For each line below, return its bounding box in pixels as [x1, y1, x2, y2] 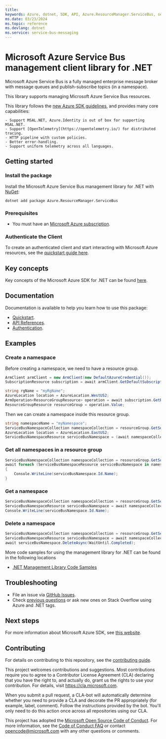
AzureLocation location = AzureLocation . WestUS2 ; [5, 393, 110, 398]
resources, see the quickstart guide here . [5, 250, 89, 256]
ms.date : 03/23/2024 [5, 16, 48, 21]
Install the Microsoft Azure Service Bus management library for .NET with [5, 183, 154, 189]
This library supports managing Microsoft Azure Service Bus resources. [5, 93, 151, 99]
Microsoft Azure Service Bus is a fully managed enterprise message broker [5, 78, 158, 84]
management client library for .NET [5, 62, 153, 73]
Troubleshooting [5, 579, 58, 587]
